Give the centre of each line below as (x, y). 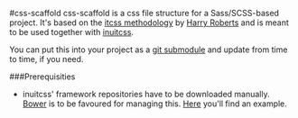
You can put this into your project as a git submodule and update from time (149, 50)
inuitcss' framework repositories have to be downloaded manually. (146, 94)
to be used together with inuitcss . (71, 32)
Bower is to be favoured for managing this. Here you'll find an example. (154, 104)
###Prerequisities (42, 77)
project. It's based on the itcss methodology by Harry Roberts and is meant (149, 23)
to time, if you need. (47, 59)
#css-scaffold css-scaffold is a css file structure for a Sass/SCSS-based (144, 13)
